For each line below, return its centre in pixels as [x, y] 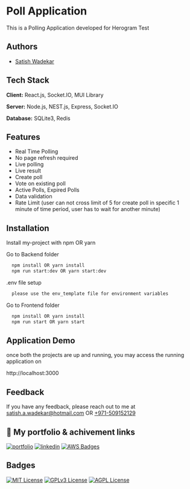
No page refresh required [46, 158]
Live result [28, 171]
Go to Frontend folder [33, 305]
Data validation [33, 197]
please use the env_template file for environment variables [90, 294]
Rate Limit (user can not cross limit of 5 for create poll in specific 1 [97, 203]
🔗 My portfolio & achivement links [71, 432]
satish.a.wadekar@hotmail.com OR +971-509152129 [71, 413]
